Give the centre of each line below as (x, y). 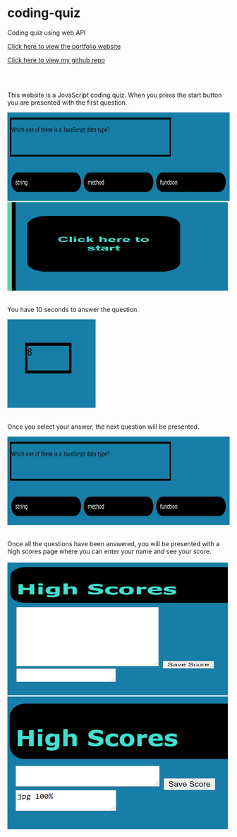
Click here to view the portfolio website (64, 46)
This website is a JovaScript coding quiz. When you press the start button (115, 95)
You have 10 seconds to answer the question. (73, 309)
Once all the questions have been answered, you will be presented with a (114, 543)
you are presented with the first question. (67, 102)
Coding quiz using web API (47, 33)
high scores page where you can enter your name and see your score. (109, 551)
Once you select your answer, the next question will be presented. (103, 427)
